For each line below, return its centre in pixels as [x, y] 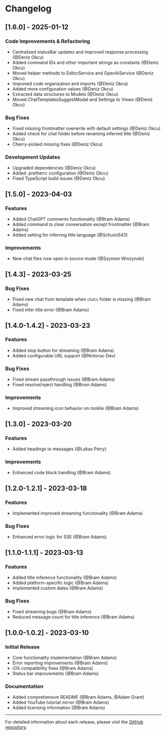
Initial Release [22, 647]
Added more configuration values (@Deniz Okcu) [63, 89]
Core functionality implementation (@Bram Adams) [64, 658]
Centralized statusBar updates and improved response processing [80, 52]
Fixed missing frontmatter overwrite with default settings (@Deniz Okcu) [86, 128]
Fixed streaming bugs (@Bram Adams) [52, 612]
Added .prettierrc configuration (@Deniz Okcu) [60, 173]
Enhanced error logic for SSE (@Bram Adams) [59, 537]
